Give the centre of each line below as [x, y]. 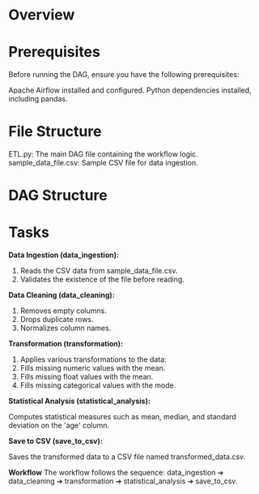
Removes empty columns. [63, 311]
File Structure [55, 132]
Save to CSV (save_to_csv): [55, 441]
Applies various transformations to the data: [93, 359]
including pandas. [38, 99]
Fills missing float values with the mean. [87, 377]
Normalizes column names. [66, 328]
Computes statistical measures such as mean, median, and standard [122, 417]
